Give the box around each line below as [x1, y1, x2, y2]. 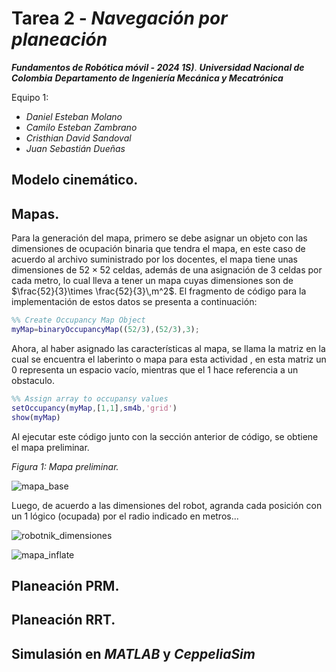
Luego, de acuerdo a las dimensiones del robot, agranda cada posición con [11, 499, 323, 511]
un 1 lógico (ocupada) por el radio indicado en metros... [11, 510, 239, 522]
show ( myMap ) [11, 412, 61, 422]
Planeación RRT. [11, 612, 116, 629]
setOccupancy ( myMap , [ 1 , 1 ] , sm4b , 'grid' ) [11, 403, 178, 413]
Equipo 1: [11, 91, 49, 103]
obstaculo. [11, 374, 55, 386]
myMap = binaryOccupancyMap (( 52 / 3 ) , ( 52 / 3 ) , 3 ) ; [11, 325, 200, 335]
